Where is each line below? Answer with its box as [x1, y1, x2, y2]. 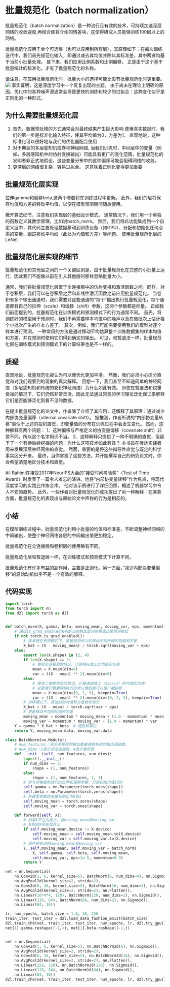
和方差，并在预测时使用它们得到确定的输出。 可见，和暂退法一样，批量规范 [5, 335, 162, 341]
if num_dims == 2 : [23, 761, 62, 766]
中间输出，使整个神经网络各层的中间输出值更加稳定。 [5, 532, 116, 538]
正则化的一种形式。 [5, 95, 46, 101]
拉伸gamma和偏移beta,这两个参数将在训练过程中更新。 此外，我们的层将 [5, 194, 157, 201]
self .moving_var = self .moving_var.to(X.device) [32, 837, 137, 842]
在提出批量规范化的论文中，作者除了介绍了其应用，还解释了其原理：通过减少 [5, 408, 165, 414]
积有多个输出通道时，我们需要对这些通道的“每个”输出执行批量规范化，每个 [5, 297, 160, 303]
